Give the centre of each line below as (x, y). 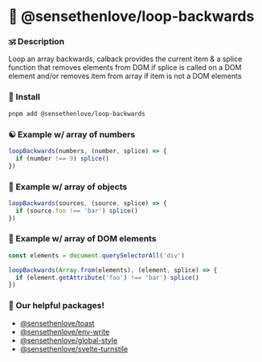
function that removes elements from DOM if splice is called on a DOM (125, 68)
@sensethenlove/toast (57, 323)
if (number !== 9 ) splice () (63, 158)
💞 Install (24, 97)
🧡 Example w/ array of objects (68, 187)
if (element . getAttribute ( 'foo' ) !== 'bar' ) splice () (107, 278)
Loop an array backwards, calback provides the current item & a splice (125, 59)
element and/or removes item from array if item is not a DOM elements (125, 76)
